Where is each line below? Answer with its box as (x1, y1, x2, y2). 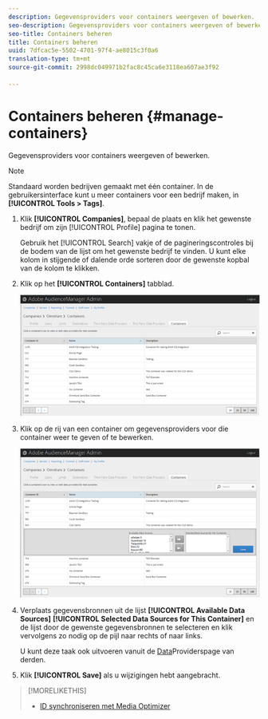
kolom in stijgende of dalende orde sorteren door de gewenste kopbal (19, 255, 250, 264)
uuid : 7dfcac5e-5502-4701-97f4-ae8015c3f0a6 (8, 46, 159, 55)
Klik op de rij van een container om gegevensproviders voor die (19, 424, 229, 434)
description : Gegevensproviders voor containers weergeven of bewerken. (8, 13, 255, 21)
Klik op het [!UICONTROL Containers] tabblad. (19, 279, 175, 288)
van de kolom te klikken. (19, 263, 100, 273)
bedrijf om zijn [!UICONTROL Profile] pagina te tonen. (19, 222, 196, 231)
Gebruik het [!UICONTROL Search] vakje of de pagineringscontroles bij (19, 238, 254, 247)
